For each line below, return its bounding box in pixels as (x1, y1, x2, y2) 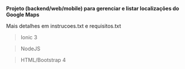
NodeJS (20, 45, 41, 52)
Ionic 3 (20, 34, 38, 40)
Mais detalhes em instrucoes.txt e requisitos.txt (6, 23, 121, 29)
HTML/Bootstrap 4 (20, 57, 66, 63)
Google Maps (6, 11, 39, 18)
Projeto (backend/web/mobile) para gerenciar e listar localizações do (6, 5, 180, 12)
